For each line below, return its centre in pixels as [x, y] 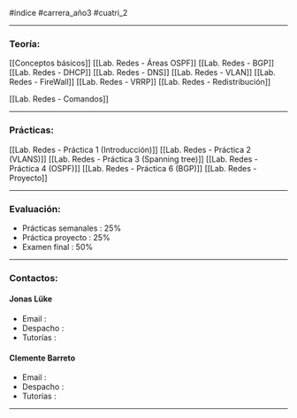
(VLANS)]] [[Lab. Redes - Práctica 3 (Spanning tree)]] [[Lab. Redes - [134, 159]
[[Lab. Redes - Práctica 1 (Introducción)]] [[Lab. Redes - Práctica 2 [130, 149]
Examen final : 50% [57, 247]
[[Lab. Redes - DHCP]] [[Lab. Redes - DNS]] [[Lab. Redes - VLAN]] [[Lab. [142, 72]
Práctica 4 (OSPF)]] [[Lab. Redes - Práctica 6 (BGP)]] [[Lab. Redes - [133, 168]
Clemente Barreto [42, 358]
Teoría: [25, 43]
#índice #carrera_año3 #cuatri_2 [69, 13]
